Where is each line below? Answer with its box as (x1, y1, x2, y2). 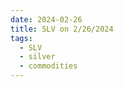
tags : (10, 33, 33, 43)
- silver (19, 52, 56, 62)
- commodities (19, 61, 78, 71)
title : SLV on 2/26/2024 (10, 24, 114, 34)
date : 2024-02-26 (10, 14, 83, 25)
